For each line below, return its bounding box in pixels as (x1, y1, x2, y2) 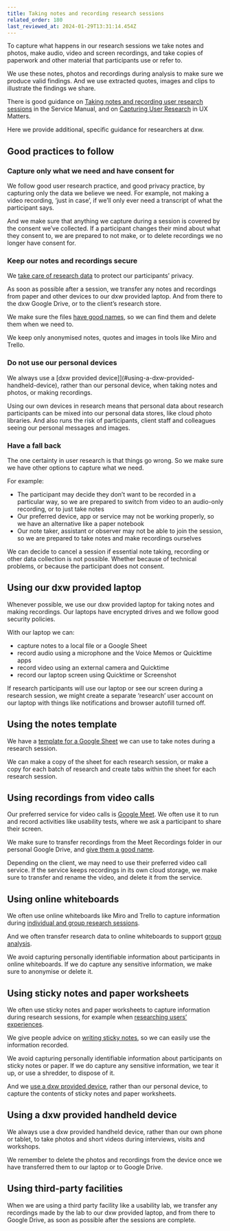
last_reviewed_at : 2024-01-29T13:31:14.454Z (7, 23, 137, 30)
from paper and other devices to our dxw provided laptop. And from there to (7, 292, 223, 301)
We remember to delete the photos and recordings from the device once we (7, 1155, 222, 1164)
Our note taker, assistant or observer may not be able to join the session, (16, 527, 223, 535)
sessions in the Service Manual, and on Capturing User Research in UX (7, 105, 208, 113)
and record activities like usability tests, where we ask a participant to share (7, 818, 222, 826)
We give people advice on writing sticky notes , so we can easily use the (7, 1034, 211, 1042)
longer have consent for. (7, 239, 77, 248)
